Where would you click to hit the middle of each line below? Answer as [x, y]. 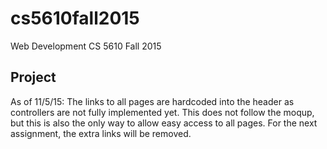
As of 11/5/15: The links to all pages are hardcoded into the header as [152, 101]
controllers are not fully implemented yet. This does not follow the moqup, [162, 112]
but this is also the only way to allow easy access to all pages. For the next [164, 123]
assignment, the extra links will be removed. [101, 133]
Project [33, 77]
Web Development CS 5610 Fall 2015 [86, 46]
